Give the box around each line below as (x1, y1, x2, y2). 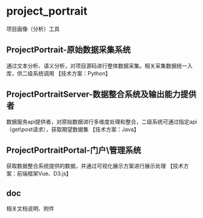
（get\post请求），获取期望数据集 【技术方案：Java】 (6, 125, 140, 133)
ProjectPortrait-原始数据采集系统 (6, 44, 131, 55)
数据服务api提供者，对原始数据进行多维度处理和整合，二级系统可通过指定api (6, 118, 198, 125)
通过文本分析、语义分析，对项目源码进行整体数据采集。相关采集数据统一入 (6, 62, 193, 69)
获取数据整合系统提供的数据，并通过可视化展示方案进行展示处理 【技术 (6, 163, 184, 170)
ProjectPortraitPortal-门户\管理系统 (6, 145, 142, 155)
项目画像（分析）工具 (6, 25, 60, 32)
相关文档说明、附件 (6, 205, 55, 213)
